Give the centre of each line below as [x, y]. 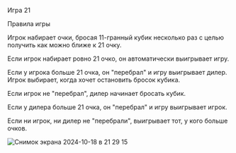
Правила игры [29, 24]
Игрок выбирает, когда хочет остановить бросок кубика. [94, 80]
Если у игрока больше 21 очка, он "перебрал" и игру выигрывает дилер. [117, 72]
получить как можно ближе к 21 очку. [64, 45]
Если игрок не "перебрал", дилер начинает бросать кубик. [97, 93]
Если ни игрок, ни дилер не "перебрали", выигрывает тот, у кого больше [118, 121]
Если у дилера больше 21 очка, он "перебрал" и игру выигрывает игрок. [118, 107]
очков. [17, 128]
